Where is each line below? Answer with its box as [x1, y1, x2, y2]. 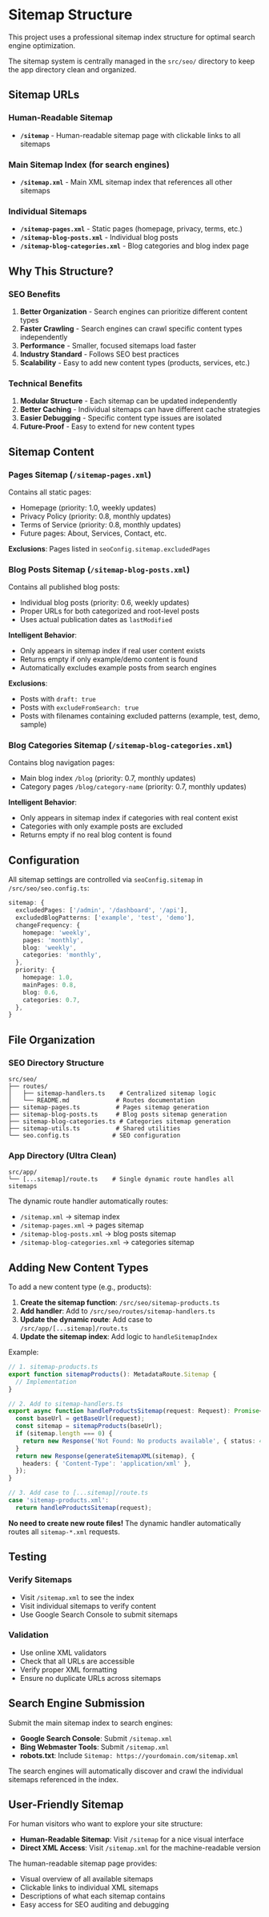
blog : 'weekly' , [22, 943, 78, 952]
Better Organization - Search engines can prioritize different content [19, 307, 248, 316]
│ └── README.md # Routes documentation [8, 1096, 195, 1105]
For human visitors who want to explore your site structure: [8, 1819, 203, 1829]
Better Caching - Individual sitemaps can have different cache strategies [19, 405, 261, 414]
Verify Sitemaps [8, 1574, 72, 1585]
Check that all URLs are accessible [19, 1656, 134, 1666]
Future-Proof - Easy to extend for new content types [19, 421, 195, 431]
